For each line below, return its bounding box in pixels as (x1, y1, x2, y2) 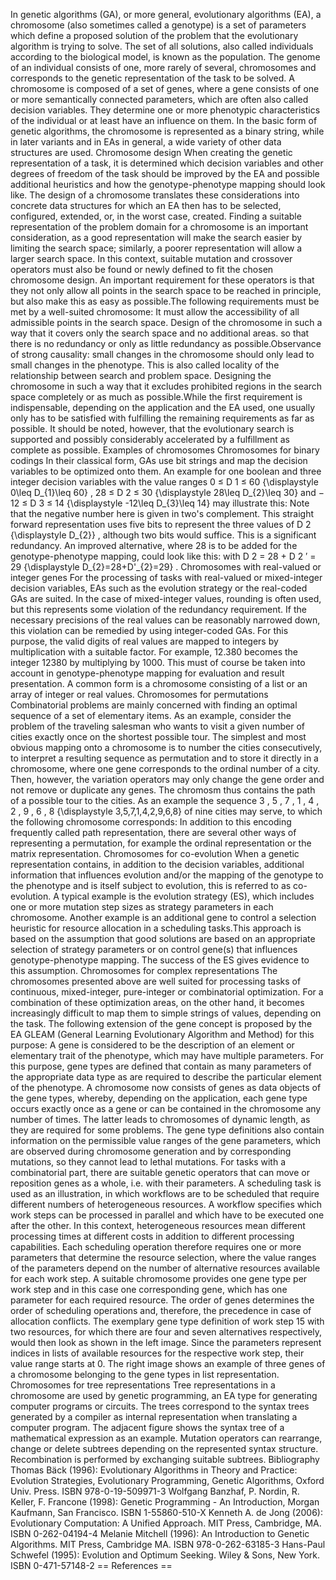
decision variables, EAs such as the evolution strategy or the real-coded (10, 582, 308, 594)
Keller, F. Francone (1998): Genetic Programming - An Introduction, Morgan (10, 1496, 320, 1508)
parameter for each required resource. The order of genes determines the (10, 1294, 315, 1306)
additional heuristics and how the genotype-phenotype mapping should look (10, 179, 326, 190)
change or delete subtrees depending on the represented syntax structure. (10, 1443, 319, 1454)
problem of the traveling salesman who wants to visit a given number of (10, 720, 306, 732)
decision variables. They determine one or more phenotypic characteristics (10, 104, 321, 116)
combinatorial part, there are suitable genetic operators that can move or (10, 1167, 310, 1178)
